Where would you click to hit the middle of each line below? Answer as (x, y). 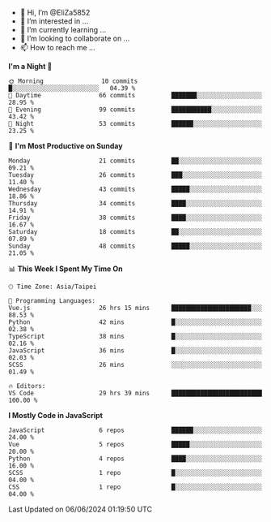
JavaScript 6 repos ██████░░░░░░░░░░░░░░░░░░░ (135, 430)
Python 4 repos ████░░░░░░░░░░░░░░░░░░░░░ (135, 459)
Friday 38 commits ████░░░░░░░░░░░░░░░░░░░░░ (135, 218)
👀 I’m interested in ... (54, 21)
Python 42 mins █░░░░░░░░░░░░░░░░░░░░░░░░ (135, 322)
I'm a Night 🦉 (30, 66)
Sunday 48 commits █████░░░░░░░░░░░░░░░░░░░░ (135, 246)
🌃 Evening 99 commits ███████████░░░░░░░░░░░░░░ (135, 110)
